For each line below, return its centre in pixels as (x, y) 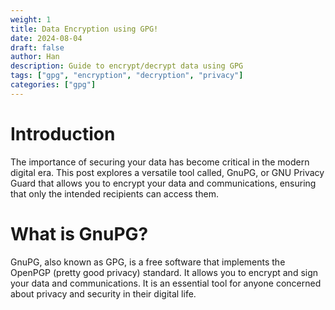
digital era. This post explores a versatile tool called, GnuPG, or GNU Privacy (167, 172)
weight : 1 (31, 19)
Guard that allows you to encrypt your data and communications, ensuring (163, 183)
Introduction (63, 133)
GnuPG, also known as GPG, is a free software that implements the (148, 262)
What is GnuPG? (79, 233)
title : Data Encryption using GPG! (84, 29)
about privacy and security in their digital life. (103, 293)
